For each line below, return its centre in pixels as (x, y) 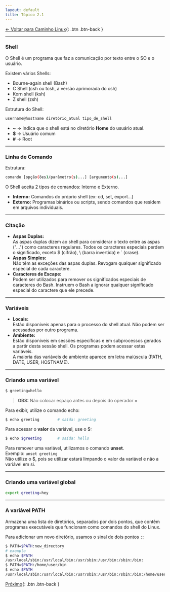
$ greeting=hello (24, 391)
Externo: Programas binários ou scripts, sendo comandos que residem (87, 202)
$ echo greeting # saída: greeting (51, 420)
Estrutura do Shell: (25, 109)
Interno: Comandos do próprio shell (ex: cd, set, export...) (73, 196)
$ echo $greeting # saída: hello (47, 439)
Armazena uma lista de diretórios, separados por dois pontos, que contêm (83, 521)
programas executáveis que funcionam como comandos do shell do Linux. (83, 527)
